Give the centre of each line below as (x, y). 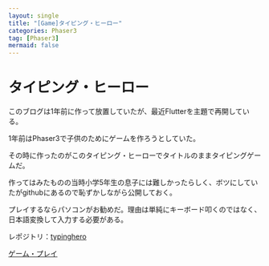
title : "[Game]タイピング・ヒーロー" (65, 23)
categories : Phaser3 (43, 30)
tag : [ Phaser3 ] (34, 38)
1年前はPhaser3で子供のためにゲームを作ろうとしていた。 (104, 139)
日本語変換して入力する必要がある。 (68, 220)
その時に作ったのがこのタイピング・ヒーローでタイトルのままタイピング (128, 155)
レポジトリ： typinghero (47, 236)
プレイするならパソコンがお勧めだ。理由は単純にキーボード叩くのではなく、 (135, 210)
